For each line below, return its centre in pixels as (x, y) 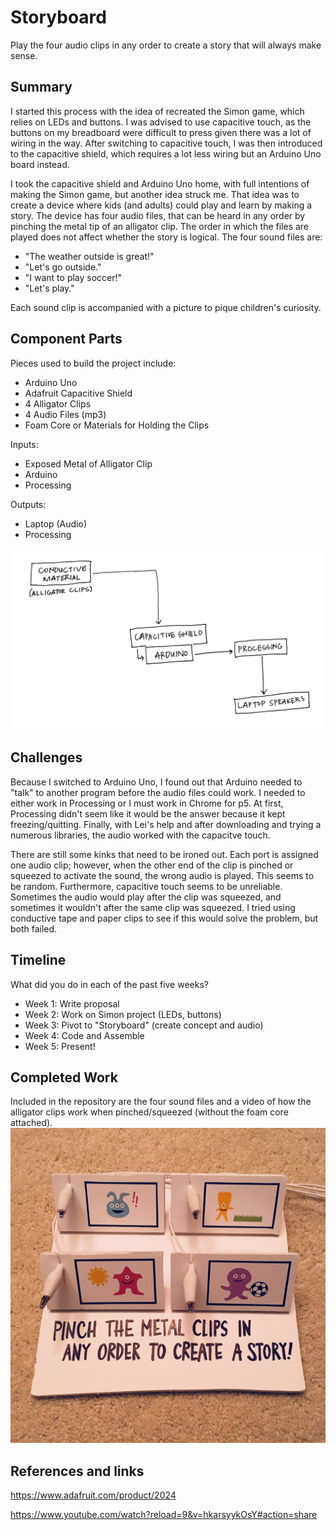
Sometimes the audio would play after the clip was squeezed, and (146, 897)
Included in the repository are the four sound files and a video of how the (161, 1102)
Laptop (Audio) (56, 523)
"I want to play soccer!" (73, 277)
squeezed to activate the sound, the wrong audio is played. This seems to (162, 875)
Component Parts (66, 339)
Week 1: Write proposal (72, 1003)
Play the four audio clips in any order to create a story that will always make (166, 45)
